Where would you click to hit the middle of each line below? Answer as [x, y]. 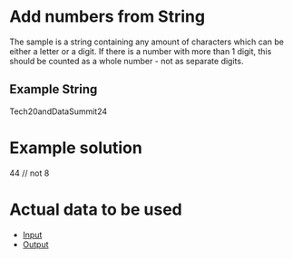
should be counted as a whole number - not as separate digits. [127, 61]
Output [35, 244]
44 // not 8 [29, 173]
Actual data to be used [96, 209]
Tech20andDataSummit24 [59, 111]
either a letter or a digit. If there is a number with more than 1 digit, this [141, 51]
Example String [54, 89]
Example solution [76, 148]
